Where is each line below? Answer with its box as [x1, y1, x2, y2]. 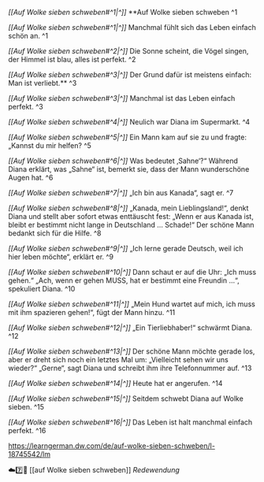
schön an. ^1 [8, 32, 49, 40]
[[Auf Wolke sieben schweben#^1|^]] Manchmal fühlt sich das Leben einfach [8, 23, 256, 32]
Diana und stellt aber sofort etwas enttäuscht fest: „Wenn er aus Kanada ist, [8, 212, 254, 221]
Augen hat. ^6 [8, 173, 54, 182]
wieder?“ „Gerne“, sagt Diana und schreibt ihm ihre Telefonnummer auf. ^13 [8, 363, 252, 373]
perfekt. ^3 [8, 102, 43, 111]
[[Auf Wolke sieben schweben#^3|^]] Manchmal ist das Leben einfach [8, 94, 236, 102]
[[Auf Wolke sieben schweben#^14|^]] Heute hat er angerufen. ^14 [8, 379, 223, 387]
